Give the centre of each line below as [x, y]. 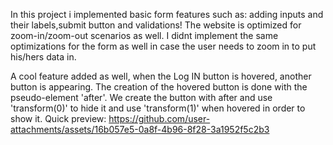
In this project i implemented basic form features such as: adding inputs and [167, 14]
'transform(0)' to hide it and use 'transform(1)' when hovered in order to [158, 108]
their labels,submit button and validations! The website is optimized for [156, 25]
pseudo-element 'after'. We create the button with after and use [141, 97]
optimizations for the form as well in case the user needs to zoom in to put [163, 46]
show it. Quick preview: [58, 118]
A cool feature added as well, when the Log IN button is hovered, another [161, 76]
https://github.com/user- [159, 118]
